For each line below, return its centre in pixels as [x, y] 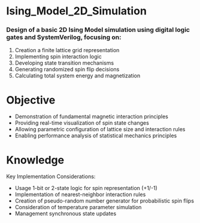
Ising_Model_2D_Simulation [76, 11]
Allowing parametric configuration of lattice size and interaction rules [100, 129]
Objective [31, 100]
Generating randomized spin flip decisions [67, 70]
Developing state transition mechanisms [64, 63]
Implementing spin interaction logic [58, 57]
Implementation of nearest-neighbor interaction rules [80, 195]
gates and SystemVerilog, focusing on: [64, 37]
